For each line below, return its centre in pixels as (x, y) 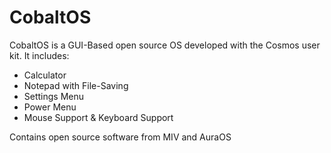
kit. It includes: (39, 55)
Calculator (45, 75)
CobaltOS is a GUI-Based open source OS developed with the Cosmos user (165, 45)
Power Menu (50, 107)
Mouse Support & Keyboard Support (98, 117)
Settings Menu (54, 96)
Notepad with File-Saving (76, 85)
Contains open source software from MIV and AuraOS (120, 137)
